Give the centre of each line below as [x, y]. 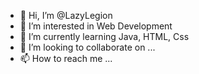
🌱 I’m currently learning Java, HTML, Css [104, 36]
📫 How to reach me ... [66, 58]
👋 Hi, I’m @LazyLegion [66, 15]
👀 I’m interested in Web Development [96, 26]
